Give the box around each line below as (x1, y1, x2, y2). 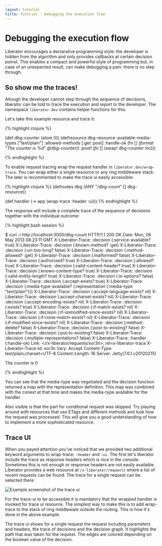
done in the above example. (5, 511, 61, 518)
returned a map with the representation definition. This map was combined (5, 384, 154, 390)
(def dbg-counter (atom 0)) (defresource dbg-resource (5, 135, 115, 141)
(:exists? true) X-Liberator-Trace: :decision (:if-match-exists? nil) (5, 304, 133, 310)
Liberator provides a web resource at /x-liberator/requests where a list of (5, 467, 155, 473)
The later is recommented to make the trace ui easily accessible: (5, 175, 134, 180)
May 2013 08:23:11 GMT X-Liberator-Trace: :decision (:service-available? (5, 237, 151, 243)
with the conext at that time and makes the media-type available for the (5, 389, 148, 395)
